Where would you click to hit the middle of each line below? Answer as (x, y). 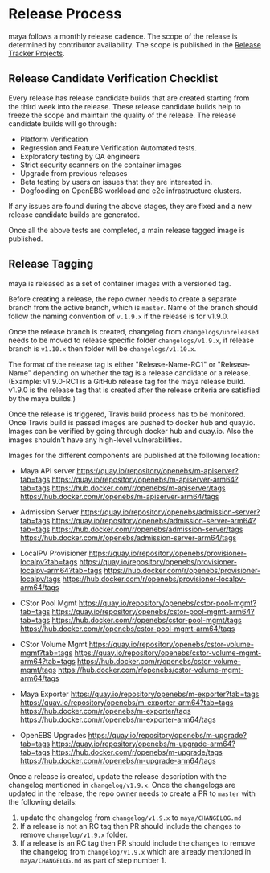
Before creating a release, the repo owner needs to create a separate (123, 299)
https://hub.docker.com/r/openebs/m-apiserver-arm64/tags (119, 496)
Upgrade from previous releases (74, 173)
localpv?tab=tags (49, 562)
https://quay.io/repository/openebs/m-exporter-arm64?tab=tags (127, 702)
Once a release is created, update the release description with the (117, 776)
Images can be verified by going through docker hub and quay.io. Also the (131, 431)
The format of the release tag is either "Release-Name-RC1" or (112, 364)
